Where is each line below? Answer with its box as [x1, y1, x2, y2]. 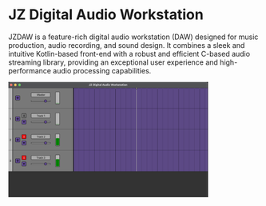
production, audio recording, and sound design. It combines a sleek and [8, 40, 245, 50]
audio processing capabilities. [53, 65, 152, 75]
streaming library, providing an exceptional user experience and [8, 57, 218, 67]
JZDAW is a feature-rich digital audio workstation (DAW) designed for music [8, 32, 259, 42]
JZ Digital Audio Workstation [8, 6, 204, 24]
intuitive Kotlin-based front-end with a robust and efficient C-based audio [8, 49, 250, 58]
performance [8, 65, 52, 75]
